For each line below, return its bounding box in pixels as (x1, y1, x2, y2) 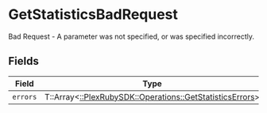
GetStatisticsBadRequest (8, 6, 179, 24)
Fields (8, 55, 40, 68)
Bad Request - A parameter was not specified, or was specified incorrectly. (8, 32, 255, 41)
